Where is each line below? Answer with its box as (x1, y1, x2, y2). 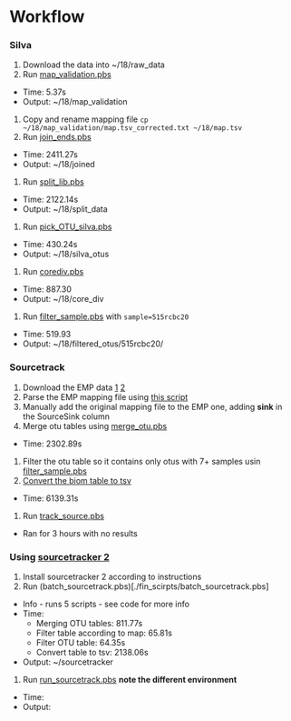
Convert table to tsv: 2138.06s (35, 647, 149, 658)
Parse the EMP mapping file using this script (22, 391, 189, 402)
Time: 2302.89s (22, 438, 82, 449)
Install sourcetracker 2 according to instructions (22, 571, 202, 583)
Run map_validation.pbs (22, 69, 112, 80)
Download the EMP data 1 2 (22, 382, 126, 393)
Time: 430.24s (22, 239, 78, 250)
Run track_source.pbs (22, 510, 104, 521)
